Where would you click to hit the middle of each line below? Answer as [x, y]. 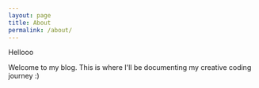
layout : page [30, 15]
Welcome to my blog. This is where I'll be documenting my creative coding [130, 68]
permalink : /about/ [40, 30]
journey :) [24, 76]
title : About [30, 23]
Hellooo [21, 53]
